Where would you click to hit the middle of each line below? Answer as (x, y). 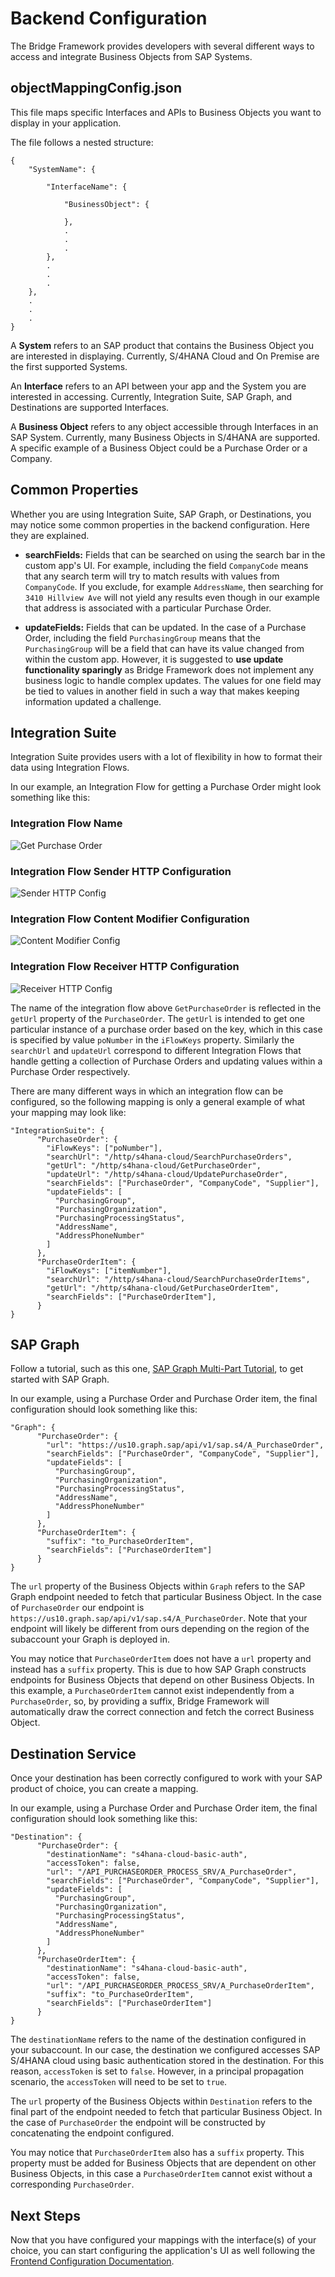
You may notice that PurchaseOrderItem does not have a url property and (161, 1659)
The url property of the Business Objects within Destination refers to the (161, 2101)
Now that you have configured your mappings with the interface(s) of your (163, 2240)
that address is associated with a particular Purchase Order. (148, 608)
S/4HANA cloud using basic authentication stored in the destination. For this (167, 2061)
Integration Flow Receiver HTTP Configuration (125, 967)
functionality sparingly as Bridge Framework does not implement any (169, 669)
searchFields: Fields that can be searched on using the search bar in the (175, 554)
